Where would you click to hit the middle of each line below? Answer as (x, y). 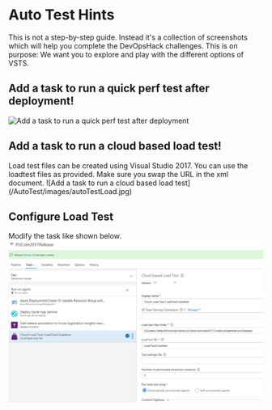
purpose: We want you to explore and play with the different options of (126, 54)
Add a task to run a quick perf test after (109, 89)
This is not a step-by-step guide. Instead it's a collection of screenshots (128, 37)
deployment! (41, 101)
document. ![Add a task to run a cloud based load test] (100, 183)
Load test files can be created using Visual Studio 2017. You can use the (128, 165)
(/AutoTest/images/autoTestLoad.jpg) (70, 191)
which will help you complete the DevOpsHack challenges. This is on (123, 45)
